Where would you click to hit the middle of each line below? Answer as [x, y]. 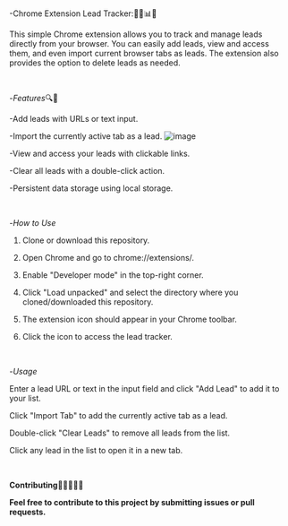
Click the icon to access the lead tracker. [97, 336]
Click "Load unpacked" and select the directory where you [130, 292]
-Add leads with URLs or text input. [74, 119]
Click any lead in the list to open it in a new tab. [96, 450]
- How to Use [33, 223]
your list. [25, 398]
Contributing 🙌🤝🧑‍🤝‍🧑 [47, 485]
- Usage [23, 371]
